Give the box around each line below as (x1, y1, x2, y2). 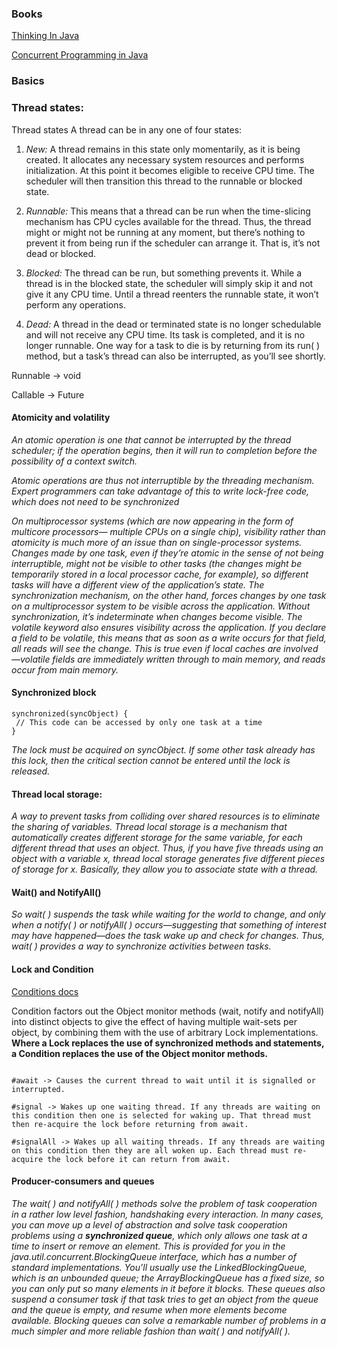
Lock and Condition (11, 963, 94, 975)
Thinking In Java (11, 30, 80, 42)
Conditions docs (11, 985, 79, 997)
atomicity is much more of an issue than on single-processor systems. (11, 536, 303, 548)
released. (11, 765, 51, 777)
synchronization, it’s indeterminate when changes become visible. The (11, 610, 303, 622)
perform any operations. (25, 298, 126, 311)
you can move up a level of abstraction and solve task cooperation (11, 1218, 288, 1231)
